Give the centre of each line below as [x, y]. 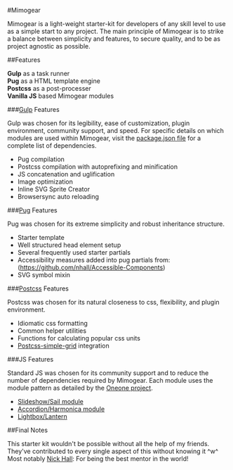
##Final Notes [27, 430]
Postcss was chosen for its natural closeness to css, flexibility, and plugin [113, 302]
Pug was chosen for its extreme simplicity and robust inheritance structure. [116, 224]
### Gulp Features [33, 109]
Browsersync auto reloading [58, 197]
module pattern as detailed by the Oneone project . [80, 388]
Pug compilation [41, 159]
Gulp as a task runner [39, 74]
